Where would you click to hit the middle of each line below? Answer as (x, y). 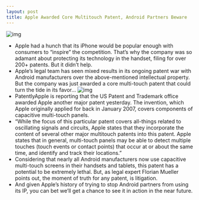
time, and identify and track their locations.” (68, 153)
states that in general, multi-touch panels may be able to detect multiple (103, 140)
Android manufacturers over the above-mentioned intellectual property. (102, 77)
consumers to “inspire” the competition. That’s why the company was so (103, 52)
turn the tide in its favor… (45, 90)
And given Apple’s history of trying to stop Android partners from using (102, 184)
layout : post (22, 12)
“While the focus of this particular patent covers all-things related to (98, 121)
